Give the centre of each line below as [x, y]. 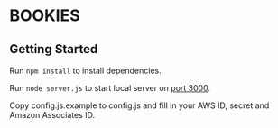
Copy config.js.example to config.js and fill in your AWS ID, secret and [139, 105]
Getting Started [54, 49]
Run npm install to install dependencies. [85, 70]
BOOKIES [45, 16]
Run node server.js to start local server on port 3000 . [110, 88]
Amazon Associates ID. [52, 115]
